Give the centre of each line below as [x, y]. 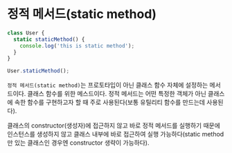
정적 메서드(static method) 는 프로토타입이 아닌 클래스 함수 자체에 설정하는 [108, 85]
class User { [26, 33]
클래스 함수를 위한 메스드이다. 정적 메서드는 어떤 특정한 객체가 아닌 [117, 94]
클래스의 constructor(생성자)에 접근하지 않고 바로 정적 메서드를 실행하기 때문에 [114, 125]
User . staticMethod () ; [38, 71]
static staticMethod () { [49, 39]
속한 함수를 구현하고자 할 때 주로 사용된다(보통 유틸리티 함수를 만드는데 [110, 102]
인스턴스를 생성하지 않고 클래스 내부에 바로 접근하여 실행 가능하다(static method [116, 134]
